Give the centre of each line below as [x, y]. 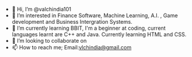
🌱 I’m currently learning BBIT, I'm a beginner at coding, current [89, 28]
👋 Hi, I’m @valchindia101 [41, 9]
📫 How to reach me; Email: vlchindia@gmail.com [72, 47]
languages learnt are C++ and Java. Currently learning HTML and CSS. [99, 34]
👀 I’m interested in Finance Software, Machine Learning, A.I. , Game [95, 15]
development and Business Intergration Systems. [72, 22]
